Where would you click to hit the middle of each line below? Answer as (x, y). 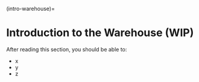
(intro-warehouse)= (31, 9)
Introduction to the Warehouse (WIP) (100, 33)
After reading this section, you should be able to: (67, 49)
